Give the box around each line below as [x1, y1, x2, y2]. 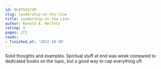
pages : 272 [5, 30, 28, 35]
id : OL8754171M [5, 7, 36, 12]
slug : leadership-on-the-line [5, 12, 67, 17]
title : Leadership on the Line [5, 16, 69, 21]
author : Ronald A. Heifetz [5, 21, 61, 26]
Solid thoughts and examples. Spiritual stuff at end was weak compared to [5, 53, 156, 59]
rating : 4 [5, 26, 26, 31]
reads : [5, 35, 19, 40]
